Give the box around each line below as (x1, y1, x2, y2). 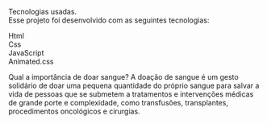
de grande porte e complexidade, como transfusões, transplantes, (8, 98, 228, 107)
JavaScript (8, 48, 44, 57)
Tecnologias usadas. (8, 7, 77, 16)
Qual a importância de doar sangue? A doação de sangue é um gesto (8, 72, 240, 81)
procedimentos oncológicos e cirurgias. (8, 106, 140, 116)
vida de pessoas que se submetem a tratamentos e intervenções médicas (8, 89, 254, 99)
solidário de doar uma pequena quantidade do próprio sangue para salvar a (8, 81, 260, 90)
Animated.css (8, 56, 54, 66)
